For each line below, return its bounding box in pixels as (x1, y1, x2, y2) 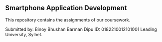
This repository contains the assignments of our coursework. (5, 17, 131, 22)
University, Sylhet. (5, 31, 43, 37)
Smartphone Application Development (5, 4, 127, 12)
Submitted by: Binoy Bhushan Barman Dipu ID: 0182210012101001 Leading (5, 26, 157, 32)
